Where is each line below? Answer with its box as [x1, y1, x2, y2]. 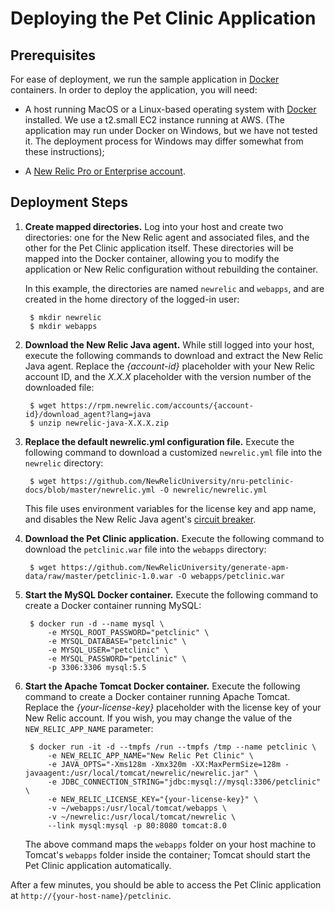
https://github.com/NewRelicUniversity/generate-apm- [61, 562, 290, 572]
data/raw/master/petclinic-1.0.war [24, 571, 174, 581]
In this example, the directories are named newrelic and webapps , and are [24, 282, 325, 294]
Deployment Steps [10, 194, 128, 211]
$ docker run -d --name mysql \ [29, 618, 165, 629]
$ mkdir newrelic [29, 312, 102, 322]
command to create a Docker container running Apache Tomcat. [24, 690, 291, 702]
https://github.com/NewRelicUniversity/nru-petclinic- [61, 476, 295, 486]
